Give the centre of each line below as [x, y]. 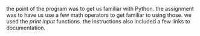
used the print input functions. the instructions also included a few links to [98, 21]
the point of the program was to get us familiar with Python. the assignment [100, 9]
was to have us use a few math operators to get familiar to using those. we [99, 15]
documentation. [26, 28]
